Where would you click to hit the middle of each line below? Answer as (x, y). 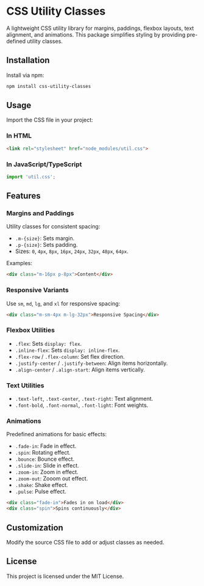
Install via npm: (25, 75)
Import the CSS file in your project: (50, 120)
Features (23, 196)
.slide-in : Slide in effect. (47, 466)
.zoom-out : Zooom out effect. (51, 478)
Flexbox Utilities (30, 330)
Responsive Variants (37, 290)
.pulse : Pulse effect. (41, 492)
